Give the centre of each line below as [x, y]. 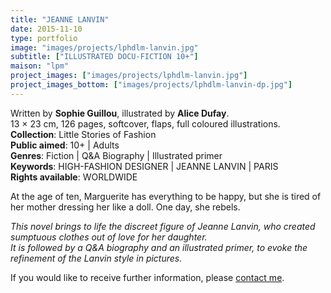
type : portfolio [44, 38]
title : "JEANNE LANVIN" [60, 19]
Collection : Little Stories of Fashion [83, 134]
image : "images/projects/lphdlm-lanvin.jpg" [104, 47]
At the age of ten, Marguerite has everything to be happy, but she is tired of [166, 196]
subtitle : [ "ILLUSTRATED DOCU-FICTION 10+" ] [104, 57]
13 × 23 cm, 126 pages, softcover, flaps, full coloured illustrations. [145, 123]
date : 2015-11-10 [46, 29]
